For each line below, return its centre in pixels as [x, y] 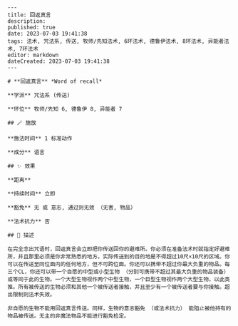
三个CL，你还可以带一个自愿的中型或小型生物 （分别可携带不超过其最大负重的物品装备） [118, 272]
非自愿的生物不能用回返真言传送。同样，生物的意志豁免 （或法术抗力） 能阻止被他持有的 [119, 308]
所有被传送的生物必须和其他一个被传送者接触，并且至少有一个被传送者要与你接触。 [121, 287]
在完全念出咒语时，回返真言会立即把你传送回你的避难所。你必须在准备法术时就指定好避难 [119, 249]
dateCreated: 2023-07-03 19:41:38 [59, 61]
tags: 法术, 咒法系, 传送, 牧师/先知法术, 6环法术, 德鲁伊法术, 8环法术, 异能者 [116, 41]
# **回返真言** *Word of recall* [55, 81]
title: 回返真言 [29, 15]
